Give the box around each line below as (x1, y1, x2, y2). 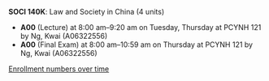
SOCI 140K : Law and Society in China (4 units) (8, 7, 165, 16)
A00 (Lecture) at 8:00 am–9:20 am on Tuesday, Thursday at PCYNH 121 (20, 23, 262, 32)
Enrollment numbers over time (8, 64, 110, 74)
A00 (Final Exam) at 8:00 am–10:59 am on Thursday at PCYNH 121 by (20, 40, 254, 49)
